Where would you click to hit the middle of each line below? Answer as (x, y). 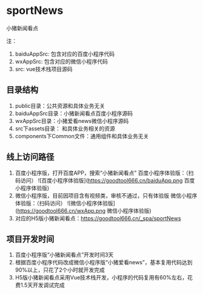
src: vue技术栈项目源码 (44, 69)
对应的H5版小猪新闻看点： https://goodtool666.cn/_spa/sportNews (98, 218)
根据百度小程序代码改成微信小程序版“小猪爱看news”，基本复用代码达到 (104, 262)
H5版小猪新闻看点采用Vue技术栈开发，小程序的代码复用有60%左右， (101, 278)
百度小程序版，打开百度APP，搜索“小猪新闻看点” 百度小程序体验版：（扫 (104, 173)
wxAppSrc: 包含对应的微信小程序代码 (61, 61)
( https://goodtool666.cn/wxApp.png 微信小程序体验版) (83, 210)
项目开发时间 (30, 239)
